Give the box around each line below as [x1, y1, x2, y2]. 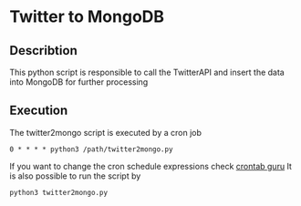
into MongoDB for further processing [9, 77, 149, 88]
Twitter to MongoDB [9, 6, 165, 27]
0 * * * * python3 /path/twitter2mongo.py [9, 144, 173, 154]
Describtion [9, 43, 78, 58]
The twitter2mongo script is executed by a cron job [9, 127, 202, 138]
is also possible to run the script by [9, 170, 141, 181]
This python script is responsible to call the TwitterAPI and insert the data [9, 67, 285, 77]
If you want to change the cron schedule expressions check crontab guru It [9, 160, 292, 171]
